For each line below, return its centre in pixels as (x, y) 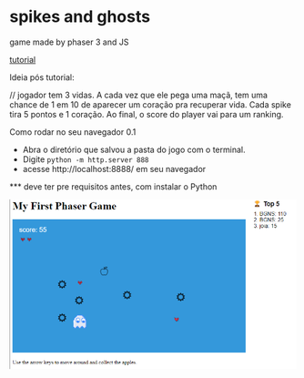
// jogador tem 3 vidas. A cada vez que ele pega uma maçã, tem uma (139, 95)
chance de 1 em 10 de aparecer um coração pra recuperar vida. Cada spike (150, 104)
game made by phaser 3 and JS (69, 42)
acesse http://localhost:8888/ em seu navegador (114, 169)
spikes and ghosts (80, 17)
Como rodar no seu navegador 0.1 (73, 132)
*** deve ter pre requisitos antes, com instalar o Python (113, 186)
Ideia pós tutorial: (42, 77)
